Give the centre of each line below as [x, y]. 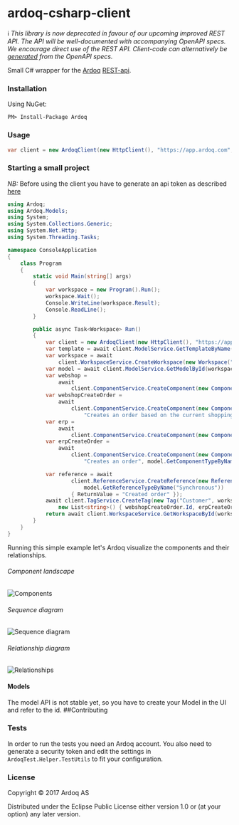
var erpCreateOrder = [78, 442]
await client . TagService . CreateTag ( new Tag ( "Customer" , [130, 501]
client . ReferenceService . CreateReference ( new [139, 481]
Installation [27, 88]
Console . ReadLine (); [76, 310]
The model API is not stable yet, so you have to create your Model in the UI [117, 702]
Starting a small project [49, 168]
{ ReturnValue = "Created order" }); [127, 494]
